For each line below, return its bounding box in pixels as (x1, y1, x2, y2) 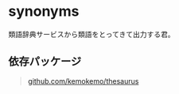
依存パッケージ (8, 55, 82, 69)
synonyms (8, 2, 80, 21)
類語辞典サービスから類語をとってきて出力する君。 (8, 29, 175, 39)
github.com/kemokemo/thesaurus (27, 76, 139, 85)
